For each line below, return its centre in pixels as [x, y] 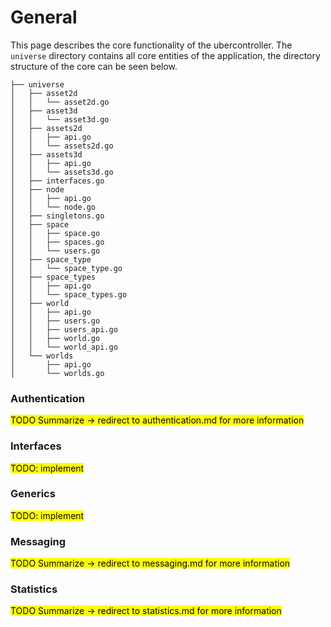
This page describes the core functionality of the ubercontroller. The [151, 45]
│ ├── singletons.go [57, 216]
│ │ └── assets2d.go [62, 146]
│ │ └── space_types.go [69, 294]
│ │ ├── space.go [55, 233]
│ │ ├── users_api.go [64, 329]
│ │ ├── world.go [55, 338]
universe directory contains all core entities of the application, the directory [165, 55]
